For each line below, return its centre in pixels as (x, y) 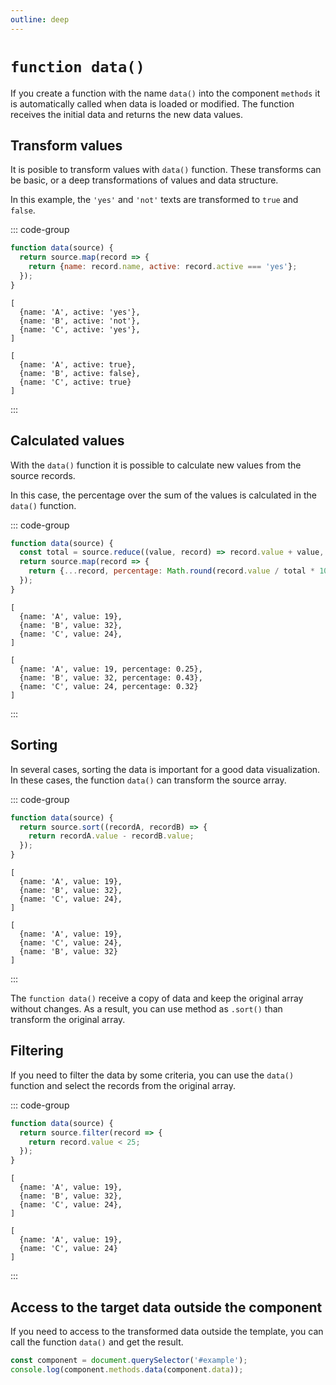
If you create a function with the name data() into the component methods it (165, 93)
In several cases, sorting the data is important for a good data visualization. (165, 769)
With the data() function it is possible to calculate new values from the (156, 465)
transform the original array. (68, 1019)
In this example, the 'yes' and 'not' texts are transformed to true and (154, 200)
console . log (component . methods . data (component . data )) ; (127, 1369)
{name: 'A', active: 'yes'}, (80, 312)
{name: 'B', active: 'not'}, (80, 321)
